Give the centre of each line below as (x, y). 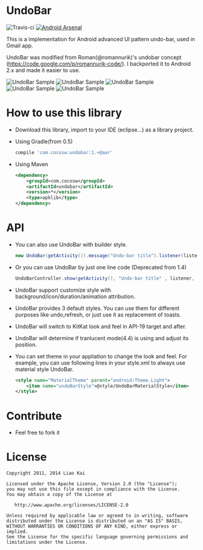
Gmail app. (20, 45)
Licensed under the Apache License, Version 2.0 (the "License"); (92, 484)
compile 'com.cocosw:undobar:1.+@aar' (64, 152)
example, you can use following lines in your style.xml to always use (100, 363)
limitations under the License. (47, 542)
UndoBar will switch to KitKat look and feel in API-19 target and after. (101, 326)
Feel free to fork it (37, 433)
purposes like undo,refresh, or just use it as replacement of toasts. (98, 314)
